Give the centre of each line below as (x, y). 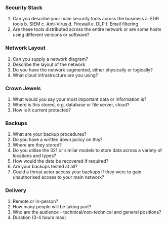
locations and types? (34, 156)
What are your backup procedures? (50, 134)
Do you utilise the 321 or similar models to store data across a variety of (87, 151)
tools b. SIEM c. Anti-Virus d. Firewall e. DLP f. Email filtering (75, 24)
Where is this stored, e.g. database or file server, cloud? (71, 104)
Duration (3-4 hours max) (39, 217)
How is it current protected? (42, 110)
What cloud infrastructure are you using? (55, 75)
